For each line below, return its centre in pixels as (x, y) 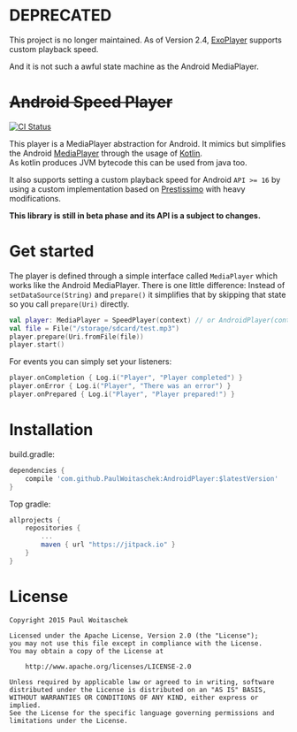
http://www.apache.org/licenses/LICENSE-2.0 (108, 667)
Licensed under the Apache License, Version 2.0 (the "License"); (134, 636)
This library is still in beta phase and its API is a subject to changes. (135, 215)
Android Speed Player (91, 102)
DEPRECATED (61, 15)
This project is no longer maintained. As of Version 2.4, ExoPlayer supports (146, 40)
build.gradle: (32, 454)
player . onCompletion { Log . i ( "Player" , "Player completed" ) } (126, 378)
